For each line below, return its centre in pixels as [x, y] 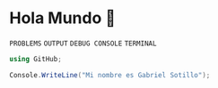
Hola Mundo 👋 [63, 18]
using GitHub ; [36, 59]
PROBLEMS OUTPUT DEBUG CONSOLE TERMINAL [83, 44]
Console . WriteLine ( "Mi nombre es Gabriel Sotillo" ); [110, 75]
